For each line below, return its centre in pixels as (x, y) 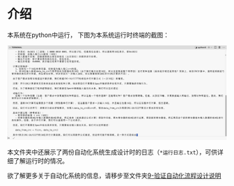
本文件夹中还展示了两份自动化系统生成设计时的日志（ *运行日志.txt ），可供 (112, 152)
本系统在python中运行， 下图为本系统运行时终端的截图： (88, 35)
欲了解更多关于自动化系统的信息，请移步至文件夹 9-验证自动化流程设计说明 (114, 176)
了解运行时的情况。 (40, 160)
